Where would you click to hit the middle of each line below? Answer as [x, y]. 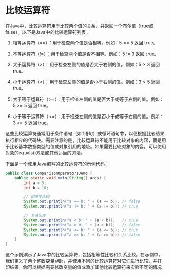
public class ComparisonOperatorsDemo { [49, 173]
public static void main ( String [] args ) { [60, 178]
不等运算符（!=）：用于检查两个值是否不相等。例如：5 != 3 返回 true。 [86, 54]
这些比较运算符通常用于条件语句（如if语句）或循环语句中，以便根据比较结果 [85, 133]
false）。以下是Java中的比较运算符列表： [48, 32]
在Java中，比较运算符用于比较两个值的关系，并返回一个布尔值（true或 [79, 26]
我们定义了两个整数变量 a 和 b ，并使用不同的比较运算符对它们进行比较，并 [81, 261]
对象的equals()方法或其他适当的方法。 [45, 153]
